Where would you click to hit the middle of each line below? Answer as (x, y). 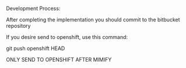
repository (18, 26)
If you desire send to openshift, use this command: (67, 37)
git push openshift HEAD (36, 48)
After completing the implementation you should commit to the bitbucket (93, 19)
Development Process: (33, 8)
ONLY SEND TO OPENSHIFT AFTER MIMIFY (59, 60)
